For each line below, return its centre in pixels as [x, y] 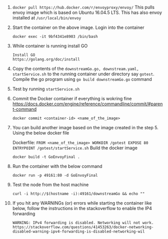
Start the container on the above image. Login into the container [78, 27]
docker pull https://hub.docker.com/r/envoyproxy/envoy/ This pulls [83, 7]
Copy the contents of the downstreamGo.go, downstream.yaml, [75, 69]
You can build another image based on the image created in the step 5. [85, 127]
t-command [24, 109]
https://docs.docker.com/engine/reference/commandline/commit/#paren [87, 104]
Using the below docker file [41, 133]
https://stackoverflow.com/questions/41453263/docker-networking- [83, 227]
